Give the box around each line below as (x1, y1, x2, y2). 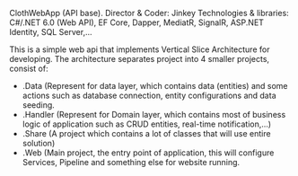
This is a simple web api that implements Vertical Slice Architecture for (9, 44, 270, 55)
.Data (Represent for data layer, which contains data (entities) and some (22, 81, 289, 91)
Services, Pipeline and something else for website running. (22, 157, 241, 167)
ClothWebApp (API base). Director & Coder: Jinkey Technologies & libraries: (9, 8, 289, 18)
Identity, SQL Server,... (9, 27, 92, 37)
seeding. (22, 100, 56, 110)
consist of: (9, 63, 48, 74)
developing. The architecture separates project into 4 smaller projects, (9, 54, 270, 64)
